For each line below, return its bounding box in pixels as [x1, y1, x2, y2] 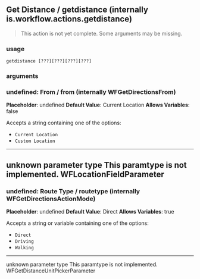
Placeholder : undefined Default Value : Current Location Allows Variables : [6, 101, 190, 109]
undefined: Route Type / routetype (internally [6, 187, 140, 195]
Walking [14, 245, 34, 251]
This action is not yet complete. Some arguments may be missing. [20, 30, 183, 37]
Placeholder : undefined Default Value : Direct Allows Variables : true [6, 208, 174, 215]
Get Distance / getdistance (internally [6, 5, 149, 15]
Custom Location [14, 138, 55, 145]
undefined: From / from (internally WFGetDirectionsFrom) [6, 87, 176, 96]
